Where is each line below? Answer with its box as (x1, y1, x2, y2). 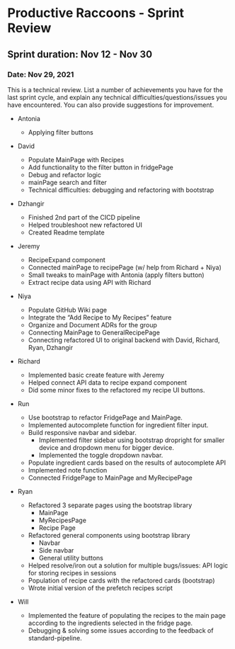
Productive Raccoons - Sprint (7, 5, 185, 21)
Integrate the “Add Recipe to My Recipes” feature (28, 313, 172, 322)
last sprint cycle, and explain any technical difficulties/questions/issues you (7, 93, 227, 101)
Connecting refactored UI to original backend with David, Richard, (28, 335, 221, 344)
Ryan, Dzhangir (28, 343, 73, 351)
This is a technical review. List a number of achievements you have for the (7, 85, 224, 94)
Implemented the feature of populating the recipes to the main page (28, 611, 227, 619)
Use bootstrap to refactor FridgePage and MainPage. (28, 413, 183, 422)
